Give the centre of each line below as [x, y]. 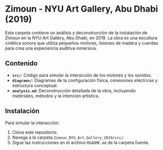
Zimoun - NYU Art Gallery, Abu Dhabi [81, 9]
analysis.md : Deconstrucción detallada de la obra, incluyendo [74, 90]
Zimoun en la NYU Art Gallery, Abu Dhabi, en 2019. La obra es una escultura [81, 38]
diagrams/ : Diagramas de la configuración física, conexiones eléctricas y [85, 80]
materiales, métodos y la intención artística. [56, 96]
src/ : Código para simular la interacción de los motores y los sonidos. [82, 75]
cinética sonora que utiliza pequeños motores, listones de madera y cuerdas [82, 43]
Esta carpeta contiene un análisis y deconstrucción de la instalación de [76, 33]
